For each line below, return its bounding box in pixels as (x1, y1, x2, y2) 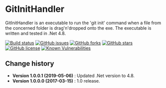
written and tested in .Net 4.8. (5, 30, 66, 36)
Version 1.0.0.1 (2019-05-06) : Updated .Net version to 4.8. (12, 73, 135, 79)
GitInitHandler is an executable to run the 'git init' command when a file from (5, 20, 162, 26)
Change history (5, 59, 55, 68)
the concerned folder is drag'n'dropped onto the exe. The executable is (5, 25, 152, 31)
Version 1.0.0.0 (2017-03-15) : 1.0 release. (12, 78, 100, 84)
